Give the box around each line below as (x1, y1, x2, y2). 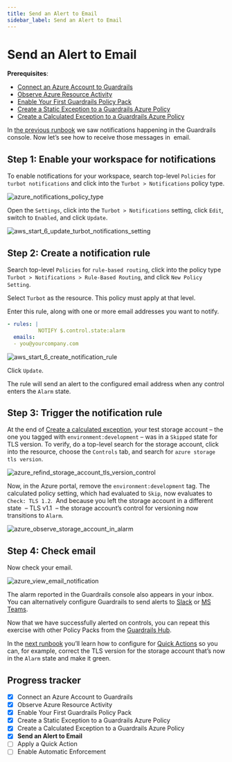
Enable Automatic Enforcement (17, 747, 106, 756)
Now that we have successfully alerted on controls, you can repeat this (7, 619, 210, 627)
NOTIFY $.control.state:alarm (37, 327, 126, 334)
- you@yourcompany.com (13, 340, 79, 347)
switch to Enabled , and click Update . (7, 213, 108, 222)
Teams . (7, 605, 28, 613)
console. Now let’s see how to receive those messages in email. (7, 133, 191, 142)
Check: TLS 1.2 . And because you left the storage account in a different (7, 497, 213, 505)
